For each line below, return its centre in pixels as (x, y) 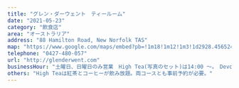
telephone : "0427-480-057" (47, 54)
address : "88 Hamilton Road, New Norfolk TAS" (78, 40)
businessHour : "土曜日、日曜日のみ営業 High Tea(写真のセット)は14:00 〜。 (111, 67)
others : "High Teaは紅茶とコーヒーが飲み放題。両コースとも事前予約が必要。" (110, 73)
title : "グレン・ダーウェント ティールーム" (67, 14)
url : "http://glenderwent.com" (54, 60)
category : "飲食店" (34, 27)
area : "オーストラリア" (38, 34)
